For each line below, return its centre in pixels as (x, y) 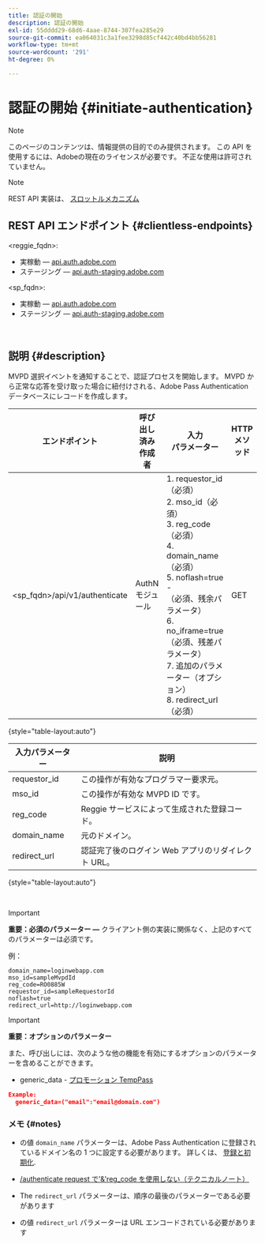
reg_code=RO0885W (37, 985)
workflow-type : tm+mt (44, 45)
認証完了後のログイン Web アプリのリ (151, 851)
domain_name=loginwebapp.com (56, 971)
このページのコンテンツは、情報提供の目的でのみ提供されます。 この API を (130, 146)
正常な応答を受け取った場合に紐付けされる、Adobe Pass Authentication (131, 386)
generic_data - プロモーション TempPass (86, 1080)
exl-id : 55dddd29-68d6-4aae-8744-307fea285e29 (86, 30)
